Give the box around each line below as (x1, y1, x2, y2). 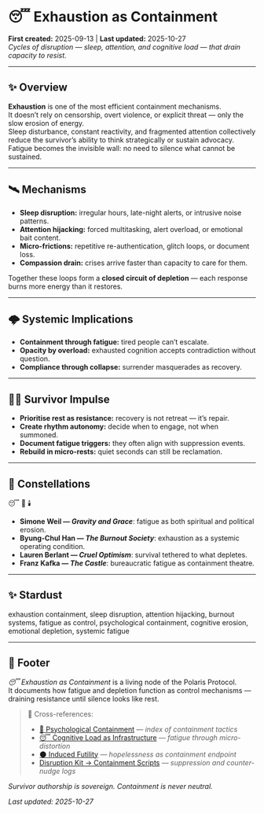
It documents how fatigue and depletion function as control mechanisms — (8, 685, 251, 695)
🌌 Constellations (8, 477, 90, 491)
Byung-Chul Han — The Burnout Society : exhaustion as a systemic (19, 533, 240, 543)
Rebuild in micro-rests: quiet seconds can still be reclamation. (19, 447, 222, 456)
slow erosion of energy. (8, 118, 85, 127)
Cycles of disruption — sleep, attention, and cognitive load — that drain (8, 42, 241, 51)
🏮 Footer (8, 657, 50, 670)
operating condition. (19, 542, 86, 551)
